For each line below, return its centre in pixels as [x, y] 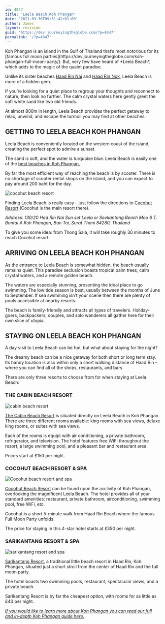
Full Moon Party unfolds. [30, 519]
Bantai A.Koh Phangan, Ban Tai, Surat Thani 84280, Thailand [68, 222]
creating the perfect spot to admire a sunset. [50, 149]
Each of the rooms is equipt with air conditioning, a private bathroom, [75, 436]
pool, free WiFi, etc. [25, 504]
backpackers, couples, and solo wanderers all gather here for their [87, 315]
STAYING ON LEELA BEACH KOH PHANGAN [73, 336]
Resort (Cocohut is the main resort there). [47, 208]
